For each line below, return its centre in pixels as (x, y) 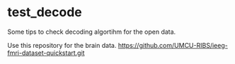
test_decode (45, 12)
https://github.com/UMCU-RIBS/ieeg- (173, 45)
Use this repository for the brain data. (62, 45)
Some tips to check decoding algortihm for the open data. (92, 32)
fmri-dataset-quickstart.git (46, 53)
